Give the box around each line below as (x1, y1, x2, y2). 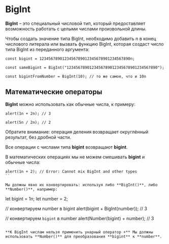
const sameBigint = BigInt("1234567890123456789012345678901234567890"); (5, 65, 165, 70)
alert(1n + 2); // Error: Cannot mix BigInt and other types (5, 169, 138, 174)
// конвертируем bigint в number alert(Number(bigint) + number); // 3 (5, 215, 154, 221)
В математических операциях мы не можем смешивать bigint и (5, 154, 145, 160)
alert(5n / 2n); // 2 (5, 120, 51, 125)
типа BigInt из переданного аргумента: (5, 46, 90, 52)
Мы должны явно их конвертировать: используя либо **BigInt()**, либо (5, 182, 158, 187)
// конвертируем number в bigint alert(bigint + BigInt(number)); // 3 (5, 205, 147, 212)
